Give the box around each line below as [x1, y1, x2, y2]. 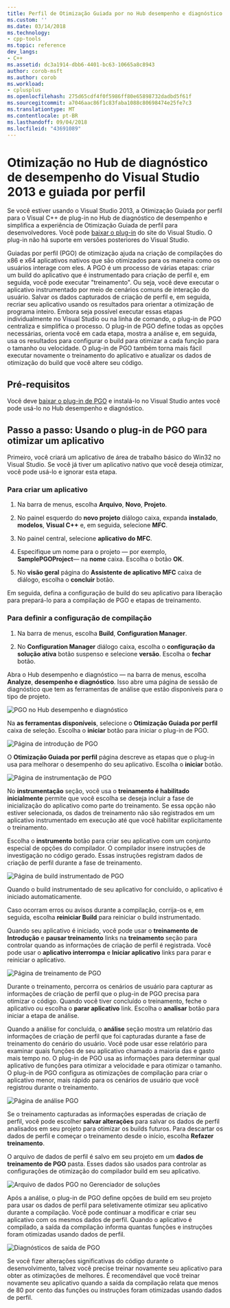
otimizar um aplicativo [7, 434, 105, 447]
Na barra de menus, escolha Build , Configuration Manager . [16, 629, 187, 637]
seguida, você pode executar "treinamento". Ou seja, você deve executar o [7, 278, 220, 287]
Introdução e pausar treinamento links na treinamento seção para [7, 933, 198, 942]
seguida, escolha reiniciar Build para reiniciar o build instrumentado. [7, 913, 201, 921]
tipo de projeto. [7, 692, 50, 700]
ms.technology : [7, 29, 51, 36]
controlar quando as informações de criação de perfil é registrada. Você [7, 941, 211, 949]
